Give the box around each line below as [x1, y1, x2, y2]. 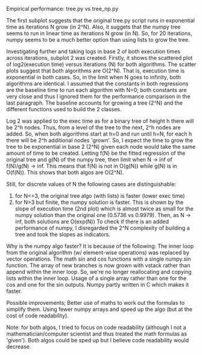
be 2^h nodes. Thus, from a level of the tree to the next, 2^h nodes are [6, 124, 181, 131]
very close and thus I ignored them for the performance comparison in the [6, 93, 191, 100]
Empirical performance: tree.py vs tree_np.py [6, 5, 119, 12]
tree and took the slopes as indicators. [14, 231, 110, 238]
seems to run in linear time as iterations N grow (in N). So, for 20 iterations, [6, 30, 192, 37]
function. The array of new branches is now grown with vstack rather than [6, 262, 191, 269]
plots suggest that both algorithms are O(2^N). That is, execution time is [6, 67, 185, 74]
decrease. [6, 343, 31, 350]
